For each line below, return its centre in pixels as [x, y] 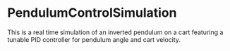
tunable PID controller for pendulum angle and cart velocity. [94, 39]
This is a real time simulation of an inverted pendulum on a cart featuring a [115, 32]
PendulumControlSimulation [92, 13]
